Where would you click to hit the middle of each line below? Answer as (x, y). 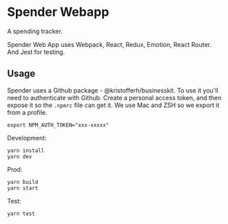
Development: (27, 138)
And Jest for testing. (36, 52)
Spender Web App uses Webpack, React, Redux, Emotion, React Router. (110, 44)
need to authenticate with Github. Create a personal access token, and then (114, 97)
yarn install (26, 150)
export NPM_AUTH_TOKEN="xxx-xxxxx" (58, 125)
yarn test (21, 214)
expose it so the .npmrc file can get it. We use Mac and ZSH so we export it (113, 105)
